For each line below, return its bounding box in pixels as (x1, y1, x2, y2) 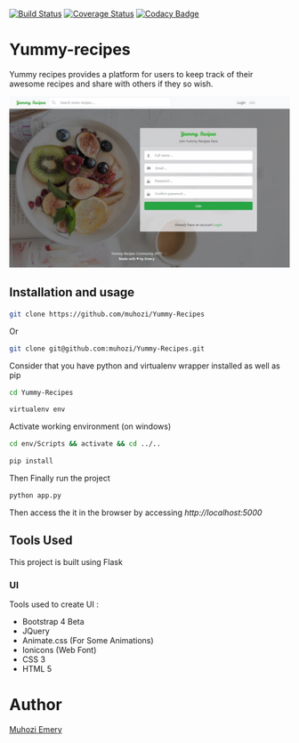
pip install (9, 456, 53, 466)
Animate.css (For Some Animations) (21, 635, 154, 646)
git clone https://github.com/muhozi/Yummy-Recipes (9, 310, 205, 319)
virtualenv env (9, 405, 66, 414)
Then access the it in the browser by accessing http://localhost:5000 (9, 507, 263, 518)
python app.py (9, 491, 62, 500)
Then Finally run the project (9, 472, 110, 484)
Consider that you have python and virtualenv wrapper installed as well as (9, 360, 280, 371)
